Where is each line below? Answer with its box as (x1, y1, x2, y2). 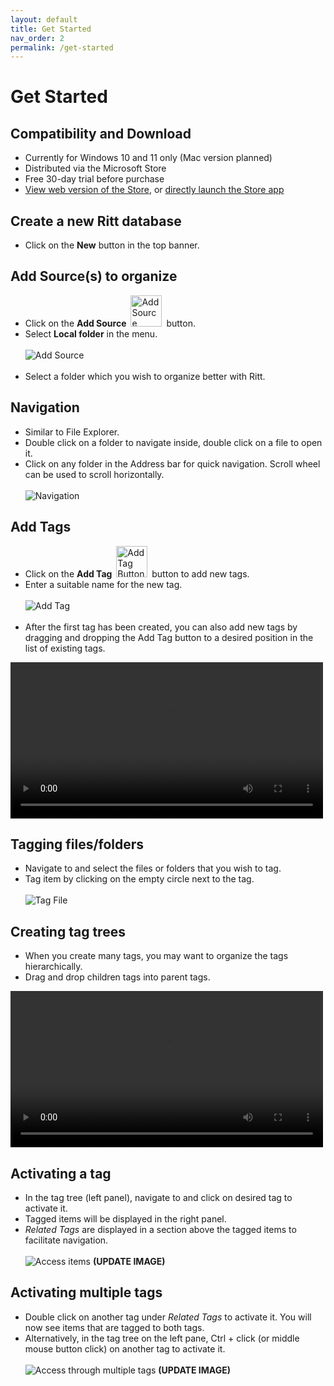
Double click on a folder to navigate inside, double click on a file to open (24, 436, 323, 448)
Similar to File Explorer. (24, 426, 120, 438)
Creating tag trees (10, 923, 126, 940)
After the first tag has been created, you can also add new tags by (24, 621, 298, 633)
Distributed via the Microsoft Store (24, 162, 167, 175)
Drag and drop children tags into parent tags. (24, 971, 211, 983)
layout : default (10, 14, 78, 25)
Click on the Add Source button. (24, 317, 196, 329)
